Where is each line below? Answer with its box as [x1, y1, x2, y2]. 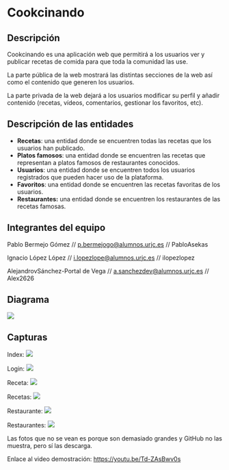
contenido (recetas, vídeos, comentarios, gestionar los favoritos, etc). [7, 99, 204, 107]
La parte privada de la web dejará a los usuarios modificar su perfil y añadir [7, 91, 220, 99]
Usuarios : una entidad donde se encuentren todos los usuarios [16, 166, 196, 174]
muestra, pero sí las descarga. [7, 442, 92, 450]
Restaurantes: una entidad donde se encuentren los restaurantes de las [16, 195, 221, 203]
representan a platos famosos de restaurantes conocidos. [16, 158, 180, 166]
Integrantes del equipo [7, 222, 106, 234]
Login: [7, 364, 25, 373]
